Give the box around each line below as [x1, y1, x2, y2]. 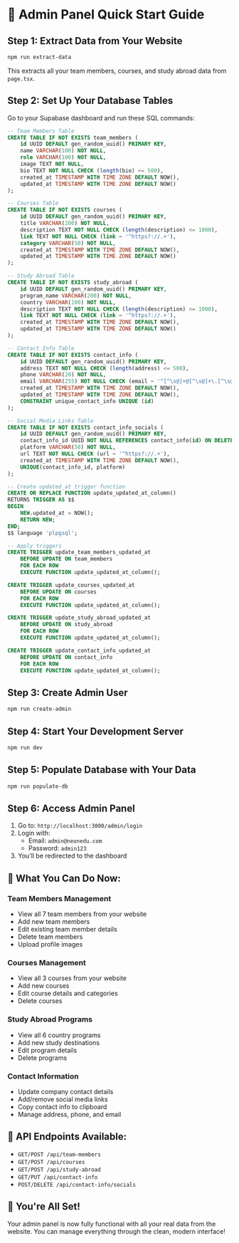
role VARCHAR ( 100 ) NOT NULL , [20, 154, 107, 161]
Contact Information [7, 1071, 80, 1081]
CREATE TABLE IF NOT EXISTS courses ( [7, 207, 122, 214]
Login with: [17, 829, 51, 838]
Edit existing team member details [17, 925, 117, 933]
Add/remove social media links [17, 1095, 108, 1103]
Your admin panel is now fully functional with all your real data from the [7, 1219, 216, 1228]
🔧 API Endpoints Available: [7, 1130, 127, 1143]
